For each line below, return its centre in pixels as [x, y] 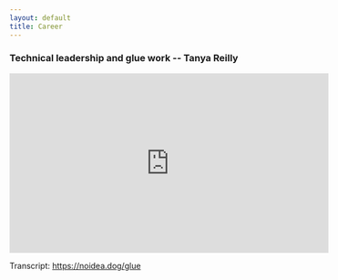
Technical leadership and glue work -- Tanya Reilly [124, 58]
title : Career [36, 26]
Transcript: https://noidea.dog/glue [75, 265]
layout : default [40, 18]
